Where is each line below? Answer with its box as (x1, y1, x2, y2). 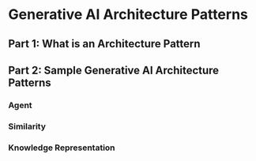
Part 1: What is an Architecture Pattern (8, 37, 201, 51)
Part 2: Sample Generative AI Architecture (8, 63, 220, 77)
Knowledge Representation (8, 142, 116, 153)
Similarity (8, 121, 46, 132)
